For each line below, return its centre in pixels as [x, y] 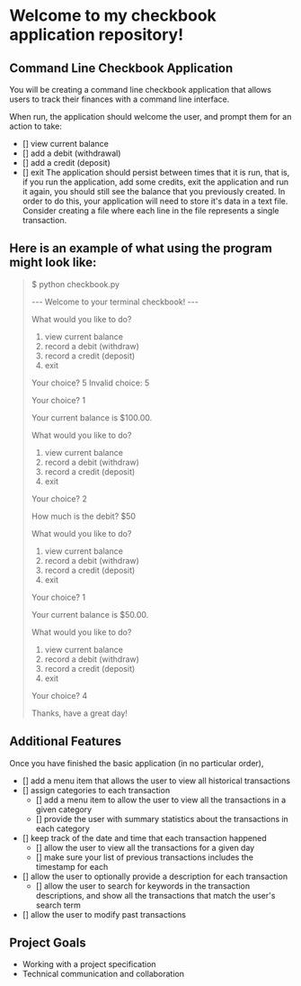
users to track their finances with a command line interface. [120, 99]
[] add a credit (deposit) [66, 163]
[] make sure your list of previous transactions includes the [145, 857]
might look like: [53, 262]
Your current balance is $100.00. [92, 417]
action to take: [36, 126]
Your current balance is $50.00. [90, 614]
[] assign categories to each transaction [96, 790]
